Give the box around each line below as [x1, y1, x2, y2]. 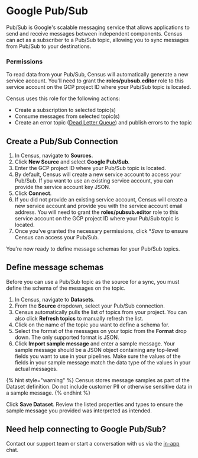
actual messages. [14, 365, 58, 372]
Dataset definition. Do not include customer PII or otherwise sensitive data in [6, 383, 193, 390]
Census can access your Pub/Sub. [14, 234, 99, 241]
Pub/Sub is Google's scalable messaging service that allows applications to [6, 24, 190, 31]
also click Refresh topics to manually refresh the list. [14, 315, 144, 322]
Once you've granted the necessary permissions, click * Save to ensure [14, 228, 189, 235]
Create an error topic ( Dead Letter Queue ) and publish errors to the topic [14, 119, 192, 126]
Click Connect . [14, 190, 52, 197]
